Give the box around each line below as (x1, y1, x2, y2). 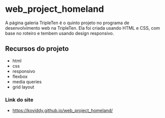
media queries (12, 79, 42, 84)
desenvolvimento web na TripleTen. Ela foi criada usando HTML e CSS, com (5, 25, 160, 31)
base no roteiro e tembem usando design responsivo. (5, 30, 114, 36)
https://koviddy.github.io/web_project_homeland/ (12, 108, 113, 114)
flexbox (12, 73, 28, 79)
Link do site (5, 96, 34, 103)
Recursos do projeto (5, 44, 69, 53)
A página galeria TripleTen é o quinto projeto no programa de (5, 20, 130, 26)
